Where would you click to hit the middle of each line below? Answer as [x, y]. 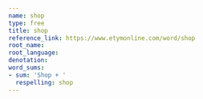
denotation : [28, 61]
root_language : [34, 53]
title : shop [28, 30]
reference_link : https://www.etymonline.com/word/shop [102, 38]
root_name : [26, 46]
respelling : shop [45, 82]
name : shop [26, 16]
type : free [26, 23]
